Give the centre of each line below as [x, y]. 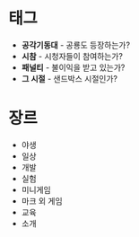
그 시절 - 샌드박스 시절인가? [69, 78]
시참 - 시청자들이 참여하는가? [72, 56]
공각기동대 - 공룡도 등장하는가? [76, 45]
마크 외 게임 [42, 201]
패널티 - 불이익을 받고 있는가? [73, 67]
